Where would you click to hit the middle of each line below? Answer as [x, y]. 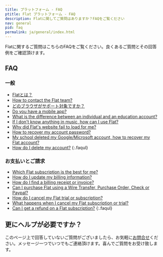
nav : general [18, 23]
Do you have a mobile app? [39, 111]
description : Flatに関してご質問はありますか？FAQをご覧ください [65, 18]
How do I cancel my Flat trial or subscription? [57, 198]
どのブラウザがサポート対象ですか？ [48, 106]
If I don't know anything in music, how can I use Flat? [65, 122]
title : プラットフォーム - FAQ [34, 9]
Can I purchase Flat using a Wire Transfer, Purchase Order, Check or [81, 187]
